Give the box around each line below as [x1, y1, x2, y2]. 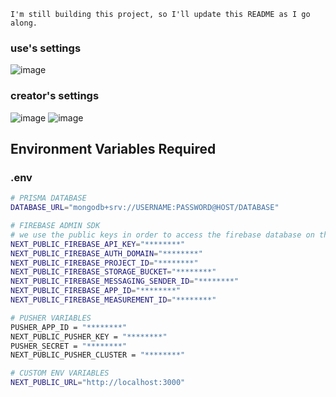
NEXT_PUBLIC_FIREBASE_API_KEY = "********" [10, 239, 186, 249]
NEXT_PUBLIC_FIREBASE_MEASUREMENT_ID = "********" [10, 295, 217, 305]
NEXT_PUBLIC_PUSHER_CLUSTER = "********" [10, 350, 186, 360]
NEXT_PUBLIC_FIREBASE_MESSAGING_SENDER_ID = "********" [10, 276, 240, 287]
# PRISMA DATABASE [10, 193, 87, 204]
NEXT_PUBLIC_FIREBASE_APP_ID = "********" [10, 286, 182, 296]
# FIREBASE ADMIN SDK [10, 221, 101, 231]
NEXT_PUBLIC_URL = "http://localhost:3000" [10, 378, 186, 388]
